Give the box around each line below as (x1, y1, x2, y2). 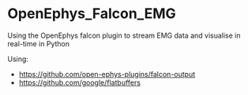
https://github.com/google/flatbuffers (18, 78, 141, 87)
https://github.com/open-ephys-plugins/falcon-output (18, 69, 196, 79)
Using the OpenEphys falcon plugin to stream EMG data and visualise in (7, 31, 241, 40)
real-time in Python (7, 38, 70, 48)
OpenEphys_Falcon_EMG (7, 5, 177, 23)
